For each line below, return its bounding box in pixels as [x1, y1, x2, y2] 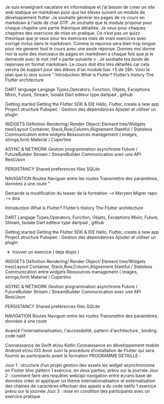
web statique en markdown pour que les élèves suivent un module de [5, 9, 145, 15]
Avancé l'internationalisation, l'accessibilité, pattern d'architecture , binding [5, 328, 157, 333]
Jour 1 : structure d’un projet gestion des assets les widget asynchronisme [5, 362, 155, 368]
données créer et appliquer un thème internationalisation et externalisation [5, 378, 156, 383]
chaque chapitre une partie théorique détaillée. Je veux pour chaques [5, 25, 146, 31]
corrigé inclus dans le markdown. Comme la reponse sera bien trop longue [5, 41, 156, 46]
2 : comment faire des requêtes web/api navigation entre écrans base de [5, 373, 152, 379]
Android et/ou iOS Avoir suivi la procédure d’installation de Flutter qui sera [5, 348, 155, 353]
